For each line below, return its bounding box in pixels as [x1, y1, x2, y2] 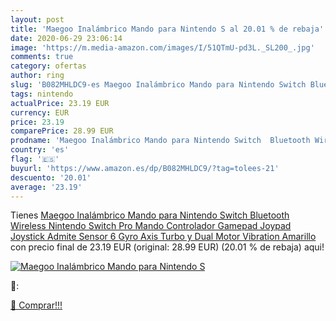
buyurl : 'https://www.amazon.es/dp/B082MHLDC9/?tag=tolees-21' [10, 163, 280, 173]
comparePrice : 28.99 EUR [10, 126, 114, 136]
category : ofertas [10, 61, 87, 71]
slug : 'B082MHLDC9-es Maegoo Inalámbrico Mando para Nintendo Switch [10, 80, 307, 90]
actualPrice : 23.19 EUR [10, 98, 110, 108]
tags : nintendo [10, 89, 74, 99]
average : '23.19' [10, 182, 83, 192]
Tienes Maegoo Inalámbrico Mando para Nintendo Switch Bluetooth [10, 209, 290, 221]
